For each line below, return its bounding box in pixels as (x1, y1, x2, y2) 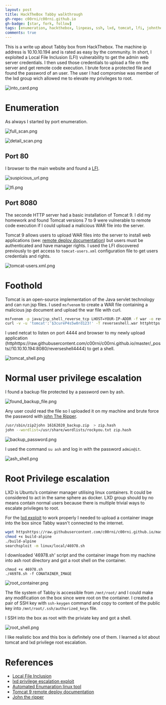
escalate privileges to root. (5, 505, 59, 511)
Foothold (5, 280, 43, 291)
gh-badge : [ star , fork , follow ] (5, 21, 72, 26)
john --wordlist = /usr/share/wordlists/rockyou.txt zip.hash (5, 427, 132, 433)
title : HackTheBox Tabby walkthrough (5, 12, 83, 17)
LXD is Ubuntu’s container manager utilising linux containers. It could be (5, 489, 152, 495)
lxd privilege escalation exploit (12, 678, 75, 684)
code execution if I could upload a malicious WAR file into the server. (5, 222, 145, 228)
